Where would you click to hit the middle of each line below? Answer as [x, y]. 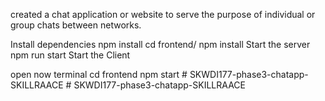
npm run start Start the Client [70, 55]
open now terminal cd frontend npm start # [99, 74]
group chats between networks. [76, 25]
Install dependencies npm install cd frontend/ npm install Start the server [160, 44]
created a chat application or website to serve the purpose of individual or [163, 14]
